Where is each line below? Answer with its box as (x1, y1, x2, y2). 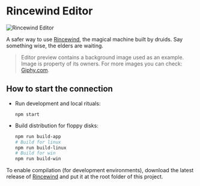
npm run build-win (14, 156, 61, 162)
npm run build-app (14, 133, 61, 139)
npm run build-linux (14, 145, 67, 151)
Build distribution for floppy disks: (14, 122, 99, 129)
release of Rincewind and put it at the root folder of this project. (6, 173, 163, 181)
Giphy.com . (20, 66, 50, 73)
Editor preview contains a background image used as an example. (20, 53, 184, 61)
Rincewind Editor (6, 4, 93, 18)
